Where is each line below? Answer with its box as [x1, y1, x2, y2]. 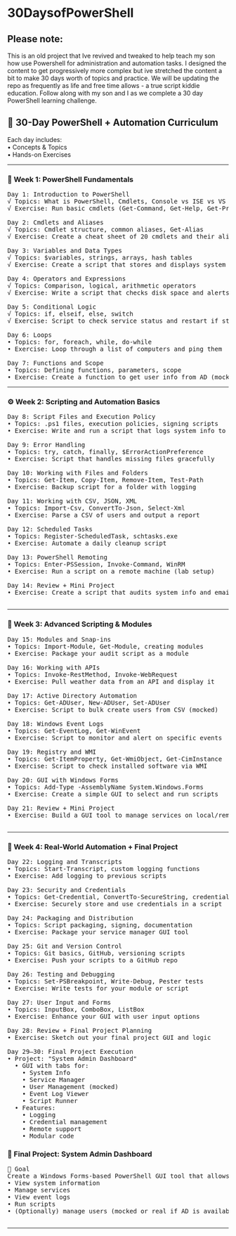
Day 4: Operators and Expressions [7, 275, 126, 283]
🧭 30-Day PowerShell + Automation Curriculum [7, 117, 219, 129]
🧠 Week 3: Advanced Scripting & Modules [7, 619, 152, 629]
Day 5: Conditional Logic [7, 303, 97, 311]
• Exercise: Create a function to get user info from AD [7, 373, 208, 381]
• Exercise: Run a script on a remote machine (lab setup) [7, 567, 216, 576]
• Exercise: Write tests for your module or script [7, 984, 190, 992]
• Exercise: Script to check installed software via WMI [7, 761, 208, 770]
